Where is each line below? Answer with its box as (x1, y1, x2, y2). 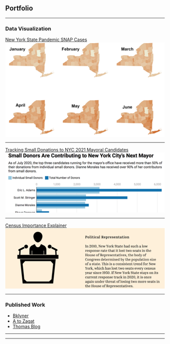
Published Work (5, 301, 46, 308)
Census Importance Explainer (5, 222, 67, 228)
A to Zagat (12, 318, 34, 324)
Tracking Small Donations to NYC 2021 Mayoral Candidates (5, 147, 129, 153)
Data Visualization (5, 25, 52, 32)
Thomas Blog (12, 324, 40, 330)
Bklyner (12, 313, 29, 319)
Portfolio (5, 4, 33, 13)
